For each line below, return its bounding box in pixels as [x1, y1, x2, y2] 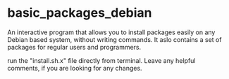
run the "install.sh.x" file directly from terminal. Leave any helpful [7, 56, 196, 64]
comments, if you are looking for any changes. [7, 64, 142, 72]
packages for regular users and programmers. [7, 43, 142, 51]
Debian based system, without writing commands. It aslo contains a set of [7, 35, 222, 43]
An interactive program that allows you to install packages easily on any [7, 28, 216, 36]
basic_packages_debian [7, 5, 152, 21]
